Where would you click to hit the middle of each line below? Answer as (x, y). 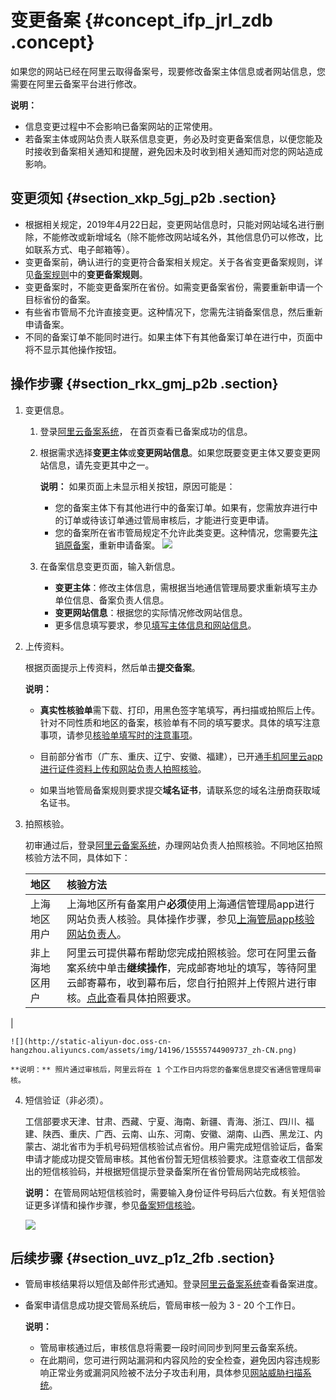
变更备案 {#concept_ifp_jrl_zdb (141, 20)
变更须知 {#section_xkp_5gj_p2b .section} (143, 198)
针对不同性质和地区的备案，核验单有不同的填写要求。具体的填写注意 (180, 722)
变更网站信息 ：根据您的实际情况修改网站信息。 (151, 612)
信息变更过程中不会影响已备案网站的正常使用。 (121, 126)
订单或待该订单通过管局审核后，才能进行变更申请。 (169, 520)
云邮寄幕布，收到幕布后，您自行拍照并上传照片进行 (186, 983)
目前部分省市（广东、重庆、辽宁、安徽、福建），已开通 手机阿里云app (181, 756)
